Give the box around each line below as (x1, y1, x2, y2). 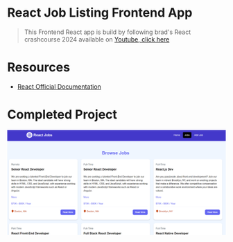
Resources (7, 60, 71, 76)
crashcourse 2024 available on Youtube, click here (24, 35, 170, 43)
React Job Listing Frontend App (7, 5, 193, 21)
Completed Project (7, 107, 118, 123)
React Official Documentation (17, 82, 102, 91)
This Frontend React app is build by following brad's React (24, 28, 191, 36)
